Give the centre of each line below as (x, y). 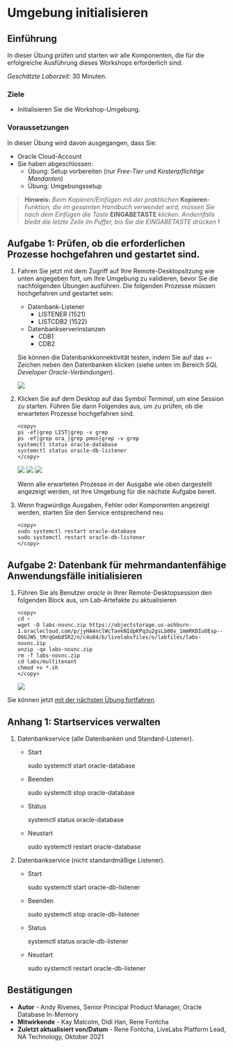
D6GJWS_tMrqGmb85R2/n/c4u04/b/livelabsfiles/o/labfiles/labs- (109, 637)
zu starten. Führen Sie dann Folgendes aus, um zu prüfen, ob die (110, 407)
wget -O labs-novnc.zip (52, 625)
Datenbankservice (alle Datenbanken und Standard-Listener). (105, 739)
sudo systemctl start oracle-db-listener (84, 888)
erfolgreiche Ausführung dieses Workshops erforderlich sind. (95, 63)
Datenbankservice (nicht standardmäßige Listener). (91, 860)
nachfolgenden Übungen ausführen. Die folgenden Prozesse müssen (116, 286)
